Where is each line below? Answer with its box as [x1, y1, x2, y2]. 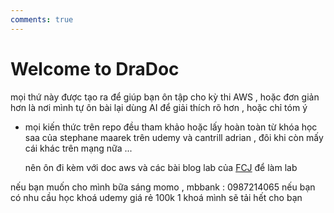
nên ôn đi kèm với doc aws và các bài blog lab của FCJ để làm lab [24, 161, 298, 173]
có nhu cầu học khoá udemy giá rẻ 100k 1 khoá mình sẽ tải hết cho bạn [10, 191, 303, 203]
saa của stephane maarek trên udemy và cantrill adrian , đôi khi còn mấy [24, 131, 324, 143]
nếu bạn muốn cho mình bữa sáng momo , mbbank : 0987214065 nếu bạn [10, 181, 316, 193]
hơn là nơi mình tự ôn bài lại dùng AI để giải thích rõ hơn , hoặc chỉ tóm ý [10, 101, 308, 113]
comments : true [10, 14, 74, 25]
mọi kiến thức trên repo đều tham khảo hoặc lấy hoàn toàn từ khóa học [24, 121, 318, 133]
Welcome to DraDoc [10, 57, 180, 80]
